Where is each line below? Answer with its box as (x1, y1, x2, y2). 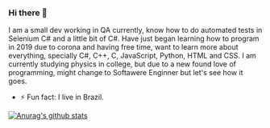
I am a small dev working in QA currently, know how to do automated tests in (8, 26, 263, 35)
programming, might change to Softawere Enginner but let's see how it (8, 68, 243, 78)
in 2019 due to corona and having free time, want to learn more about (8, 42, 239, 52)
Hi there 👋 (8, 7, 48, 18)
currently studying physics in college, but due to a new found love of (8, 59, 236, 69)
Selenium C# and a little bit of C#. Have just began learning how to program (8, 34, 260, 43)
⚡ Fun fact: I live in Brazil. (19, 92, 105, 102)
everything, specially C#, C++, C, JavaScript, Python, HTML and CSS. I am (8, 51, 256, 61)
